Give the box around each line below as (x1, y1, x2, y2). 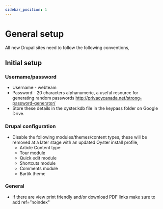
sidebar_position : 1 (5, 7, 48, 12)
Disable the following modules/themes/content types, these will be (12, 134, 147, 140)
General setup (5, 28, 64, 39)
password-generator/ (12, 100, 55, 106)
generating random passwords (12, 95, 75, 101)
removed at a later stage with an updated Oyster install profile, (12, 139, 138, 145)
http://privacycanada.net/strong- (75, 95, 142, 101)
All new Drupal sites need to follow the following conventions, (5, 45, 130, 51)
